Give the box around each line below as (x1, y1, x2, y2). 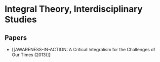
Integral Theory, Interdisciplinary (4, 3, 143, 15)
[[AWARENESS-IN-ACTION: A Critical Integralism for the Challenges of (11, 47, 156, 52)
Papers (4, 33, 27, 42)
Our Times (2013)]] (11, 52, 51, 58)
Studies (4, 14, 37, 25)
